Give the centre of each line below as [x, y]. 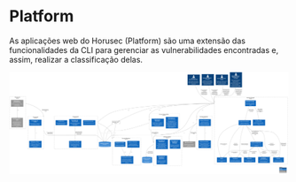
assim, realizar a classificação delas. [76, 59]
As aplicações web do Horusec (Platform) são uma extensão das [128, 41]
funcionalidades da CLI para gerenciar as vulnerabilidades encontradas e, [144, 49]
